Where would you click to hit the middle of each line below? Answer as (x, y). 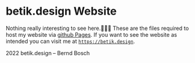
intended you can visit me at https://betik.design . (71, 41)
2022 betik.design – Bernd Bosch (48, 53)
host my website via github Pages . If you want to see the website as (91, 34)
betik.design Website (61, 11)
